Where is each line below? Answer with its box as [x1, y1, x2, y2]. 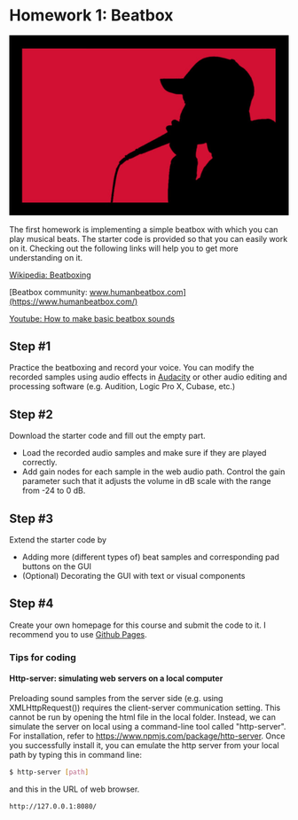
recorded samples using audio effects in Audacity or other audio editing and [9, 371, 287, 382]
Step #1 [9, 339, 51, 355]
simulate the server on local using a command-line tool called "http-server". [9, 722, 286, 732]
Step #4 [9, 596, 54, 612]
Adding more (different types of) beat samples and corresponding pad [21, 551, 279, 563]
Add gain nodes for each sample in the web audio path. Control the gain [21, 466, 286, 477]
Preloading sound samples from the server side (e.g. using [9, 693, 223, 704]
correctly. [21, 457, 58, 468]
